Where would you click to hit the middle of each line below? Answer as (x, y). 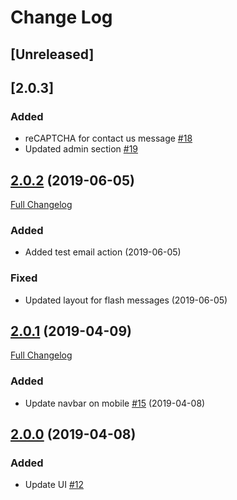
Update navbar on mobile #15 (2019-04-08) (115, 403)
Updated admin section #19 (81, 149)
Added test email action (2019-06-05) (103, 252)
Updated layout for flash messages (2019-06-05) (126, 300)
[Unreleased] (52, 54)
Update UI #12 (54, 485)
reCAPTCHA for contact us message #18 (108, 138)
